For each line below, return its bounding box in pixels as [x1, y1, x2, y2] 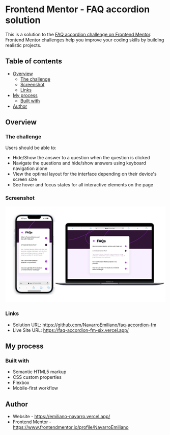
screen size [12, 176, 37, 182]
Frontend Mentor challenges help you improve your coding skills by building [5, 37, 164, 43]
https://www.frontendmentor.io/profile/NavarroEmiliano [12, 424, 129, 430]
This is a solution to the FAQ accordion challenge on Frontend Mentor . [5, 31, 152, 37]
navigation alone [12, 165, 48, 172]
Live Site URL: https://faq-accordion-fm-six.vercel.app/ [12, 327, 129, 333]
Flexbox [12, 379, 30, 386]
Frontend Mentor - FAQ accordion [5, 4, 150, 15]
